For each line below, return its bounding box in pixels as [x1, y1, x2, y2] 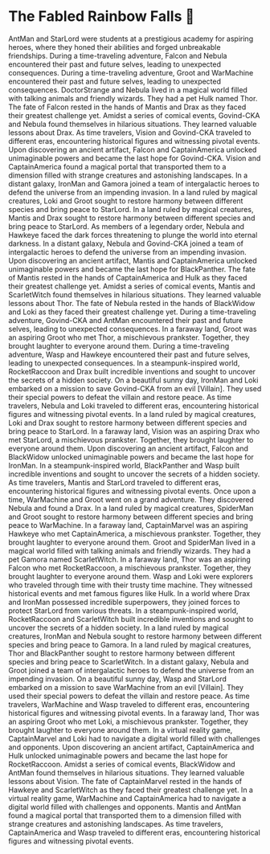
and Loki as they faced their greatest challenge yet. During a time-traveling [8, 307, 256, 317]
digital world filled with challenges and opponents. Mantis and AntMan [8, 802, 241, 811]
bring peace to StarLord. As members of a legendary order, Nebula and [8, 221, 245, 231]
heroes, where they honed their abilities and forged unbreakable [8, 42, 221, 51]
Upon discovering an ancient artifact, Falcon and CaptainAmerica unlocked [8, 145, 257, 154]
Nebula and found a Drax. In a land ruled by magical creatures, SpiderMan [8, 503, 254, 513]
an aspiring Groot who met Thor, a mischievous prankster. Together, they [8, 333, 250, 342]
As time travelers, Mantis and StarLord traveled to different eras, [8, 477, 221, 487]
